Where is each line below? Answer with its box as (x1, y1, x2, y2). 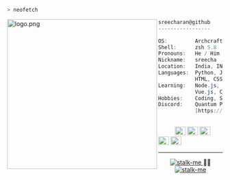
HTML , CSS (194, 75, 223, 82)
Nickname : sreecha (158, 57, 217, 64)
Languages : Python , (158, 69, 217, 76)
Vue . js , (194, 88, 217, 95)
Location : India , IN (158, 63, 223, 70)
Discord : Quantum (158, 101, 217, 108)
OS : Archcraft (158, 38, 223, 44)
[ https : (194, 107, 217, 114)
